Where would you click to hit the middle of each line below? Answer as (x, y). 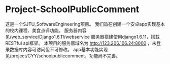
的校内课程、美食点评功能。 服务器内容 (46, 30)
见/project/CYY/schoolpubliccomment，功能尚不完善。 (63, 56)
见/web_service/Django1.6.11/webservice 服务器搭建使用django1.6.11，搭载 (82, 37)
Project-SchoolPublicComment (72, 9)
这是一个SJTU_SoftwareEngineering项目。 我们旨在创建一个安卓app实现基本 (85, 24)
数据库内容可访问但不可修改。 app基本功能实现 (59, 49)
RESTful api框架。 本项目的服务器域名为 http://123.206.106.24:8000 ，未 (81, 43)
